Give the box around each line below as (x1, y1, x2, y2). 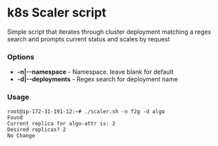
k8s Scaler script (7, 5, 107, 21)
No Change (7, 132, 36, 139)
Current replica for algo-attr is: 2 (7, 120, 116, 127)
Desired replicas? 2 (7, 126, 67, 133)
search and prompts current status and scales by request (7, 34, 170, 43)
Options (7, 52, 34, 61)
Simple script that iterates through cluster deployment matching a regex (7, 28, 212, 36)
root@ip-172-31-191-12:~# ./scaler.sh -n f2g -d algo (7, 108, 166, 115)
